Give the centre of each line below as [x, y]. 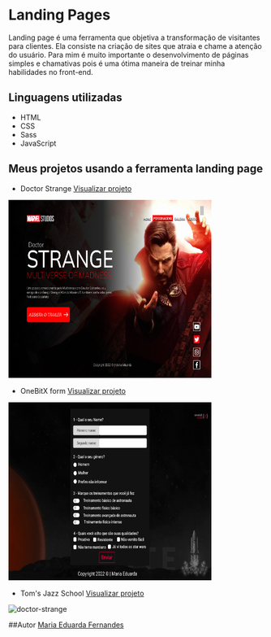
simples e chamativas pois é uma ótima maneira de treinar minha [117, 63]
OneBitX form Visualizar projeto [73, 390]
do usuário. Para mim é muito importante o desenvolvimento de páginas [129, 55]
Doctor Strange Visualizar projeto [76, 188]
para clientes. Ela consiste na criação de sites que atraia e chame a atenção [135, 46]
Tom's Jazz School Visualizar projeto [82, 593]
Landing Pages [60, 15]
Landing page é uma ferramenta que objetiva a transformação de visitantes [135, 37]
